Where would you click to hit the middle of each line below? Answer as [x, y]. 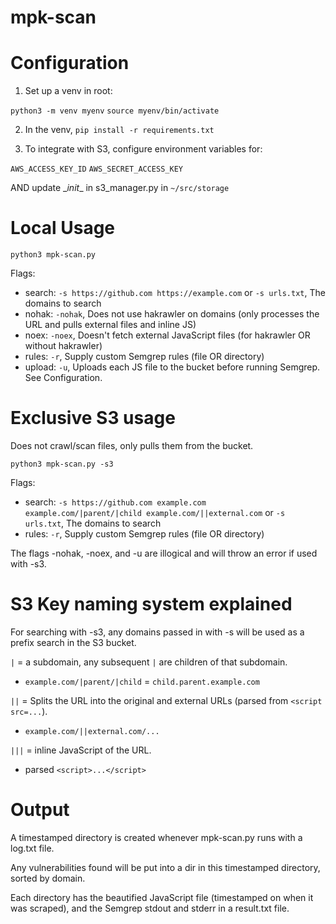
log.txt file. [32, 848]
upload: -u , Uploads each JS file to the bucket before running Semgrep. [172, 367]
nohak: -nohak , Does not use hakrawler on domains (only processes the [172, 314]
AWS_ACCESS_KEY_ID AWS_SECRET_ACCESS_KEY [96, 169]
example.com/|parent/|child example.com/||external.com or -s [155, 512]
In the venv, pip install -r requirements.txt [119, 130]
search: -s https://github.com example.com [115, 502]
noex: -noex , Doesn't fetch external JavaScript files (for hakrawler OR [167, 335]
